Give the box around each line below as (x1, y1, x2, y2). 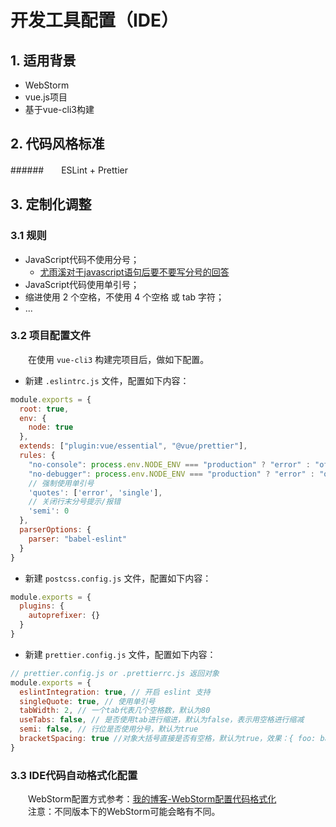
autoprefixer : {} (28, 611, 101, 621)
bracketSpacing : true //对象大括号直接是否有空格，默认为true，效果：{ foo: (19, 734, 317, 744)
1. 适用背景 (10, 52, 77, 69)
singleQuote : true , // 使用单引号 (19, 696, 156, 706)
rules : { (19, 451, 56, 461)
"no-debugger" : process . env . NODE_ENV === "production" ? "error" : (28, 469, 316, 479)
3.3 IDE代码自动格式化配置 (10, 768, 138, 782)
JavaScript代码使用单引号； (24, 278, 140, 290)
